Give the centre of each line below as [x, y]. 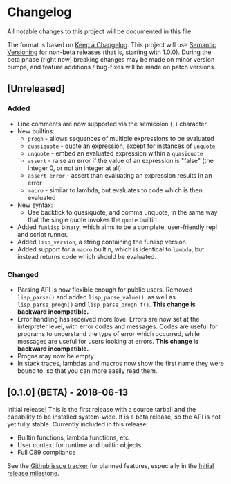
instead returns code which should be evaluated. [87, 256]
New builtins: [36, 131]
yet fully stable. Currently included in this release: [78, 424]
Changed [23, 274]
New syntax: [35, 205]
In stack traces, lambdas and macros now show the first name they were [121, 363]
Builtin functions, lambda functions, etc [73, 437]
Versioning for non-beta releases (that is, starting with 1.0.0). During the [109, 52]
